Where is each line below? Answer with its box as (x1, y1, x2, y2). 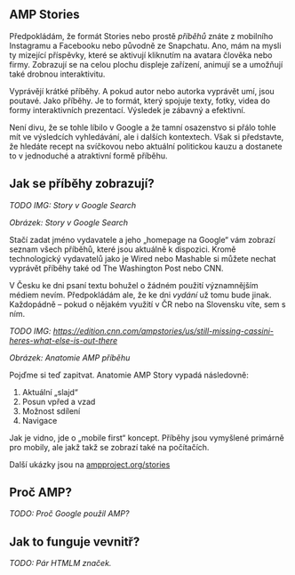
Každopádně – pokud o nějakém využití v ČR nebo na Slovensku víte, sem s (9, 298, 286, 310)
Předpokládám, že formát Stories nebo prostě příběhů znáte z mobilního (9, 30, 274, 41)
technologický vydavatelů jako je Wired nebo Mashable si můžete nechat (9, 253, 276, 263)
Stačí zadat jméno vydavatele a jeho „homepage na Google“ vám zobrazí (9, 234, 275, 245)
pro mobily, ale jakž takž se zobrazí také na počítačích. (9, 441, 210, 452)
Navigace (21, 415, 58, 425)
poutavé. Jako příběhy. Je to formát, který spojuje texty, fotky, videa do (9, 95, 271, 106)
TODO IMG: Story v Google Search (9, 199, 136, 210)
